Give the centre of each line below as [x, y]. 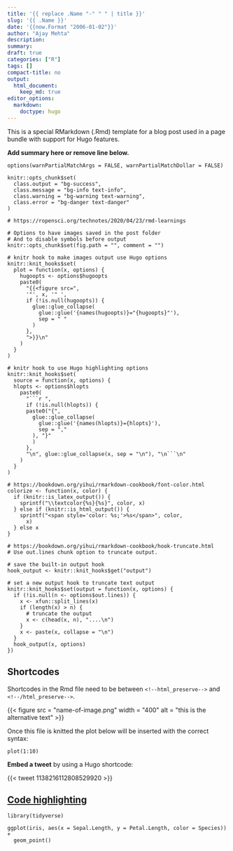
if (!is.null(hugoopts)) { [65, 300]
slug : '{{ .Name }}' [37, 20]
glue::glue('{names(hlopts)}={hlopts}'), [99, 423]
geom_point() [33, 840]
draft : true [24, 53]
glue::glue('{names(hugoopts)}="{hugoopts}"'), [109, 313]
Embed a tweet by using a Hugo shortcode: [70, 764]
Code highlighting [47, 799]
